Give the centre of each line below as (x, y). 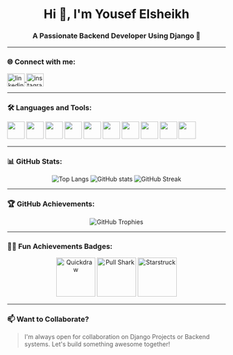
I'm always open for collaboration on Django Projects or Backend (117, 337)
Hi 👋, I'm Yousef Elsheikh (116, 14)
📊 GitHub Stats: (35, 161)
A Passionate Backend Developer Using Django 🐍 (116, 36)
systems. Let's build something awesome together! (97, 344)
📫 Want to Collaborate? (48, 319)
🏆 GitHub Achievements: (51, 204)
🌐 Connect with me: (42, 62)
